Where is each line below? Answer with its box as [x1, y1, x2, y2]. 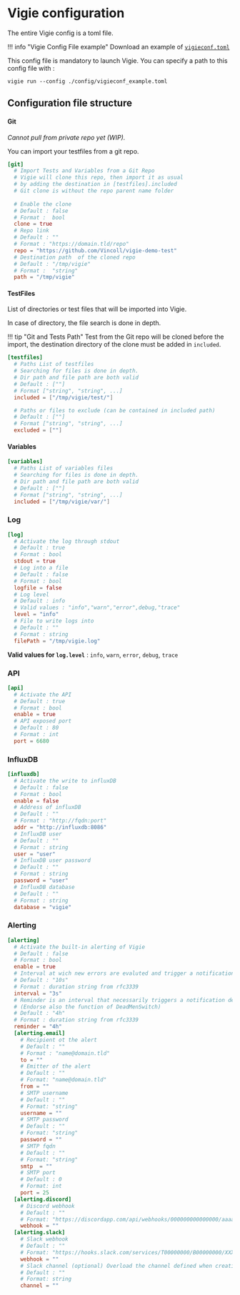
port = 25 [20, 1189, 50, 1196]
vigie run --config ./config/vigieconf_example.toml [7, 77, 168, 85]
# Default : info [14, 597, 66, 605]
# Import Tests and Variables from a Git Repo [14, 167, 155, 174]
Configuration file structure [7, 97, 132, 109]
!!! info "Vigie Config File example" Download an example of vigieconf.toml [7, 42, 230, 51]
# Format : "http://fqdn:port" [14, 817, 107, 825]
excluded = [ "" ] [14, 427, 62, 434]
